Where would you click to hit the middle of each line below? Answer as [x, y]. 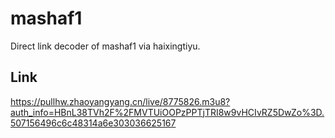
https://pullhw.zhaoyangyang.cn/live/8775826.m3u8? [120, 101]
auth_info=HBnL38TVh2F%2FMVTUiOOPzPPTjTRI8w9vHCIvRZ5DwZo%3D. [167, 112]
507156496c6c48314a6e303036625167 [93, 123]
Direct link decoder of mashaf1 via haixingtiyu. [105, 46]
